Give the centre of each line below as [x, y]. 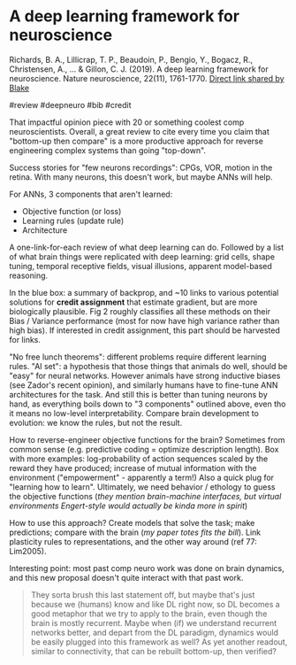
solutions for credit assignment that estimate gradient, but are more [133, 302]
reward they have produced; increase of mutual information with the [133, 468]
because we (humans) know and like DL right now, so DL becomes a [155, 604]
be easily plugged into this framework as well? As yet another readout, [159, 642]
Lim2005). [28, 551]
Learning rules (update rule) [73, 220]
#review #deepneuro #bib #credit [70, 104]
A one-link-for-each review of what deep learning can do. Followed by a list [147, 247]
